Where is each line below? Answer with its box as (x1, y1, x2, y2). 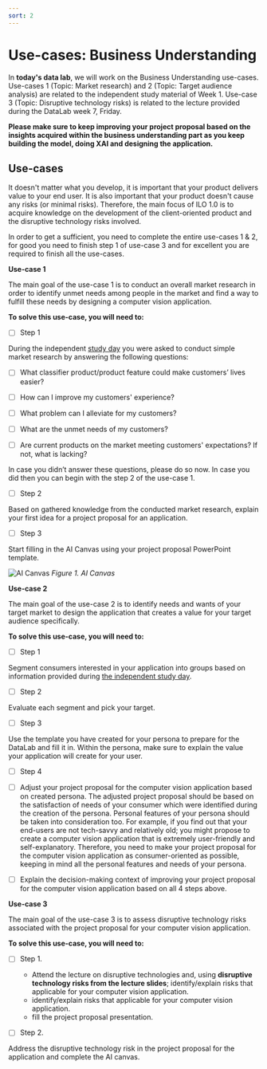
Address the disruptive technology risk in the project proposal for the (8, 1043, 235, 1053)
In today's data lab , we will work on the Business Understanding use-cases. (8, 73, 259, 82)
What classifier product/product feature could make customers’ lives (19, 367, 245, 377)
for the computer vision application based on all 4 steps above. (19, 884, 227, 894)
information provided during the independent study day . (8, 671, 192, 681)
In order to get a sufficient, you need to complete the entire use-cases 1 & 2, (8, 232, 258, 242)
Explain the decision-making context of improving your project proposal (19, 874, 256, 885)
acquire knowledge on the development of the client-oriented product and (8, 208, 253, 218)
